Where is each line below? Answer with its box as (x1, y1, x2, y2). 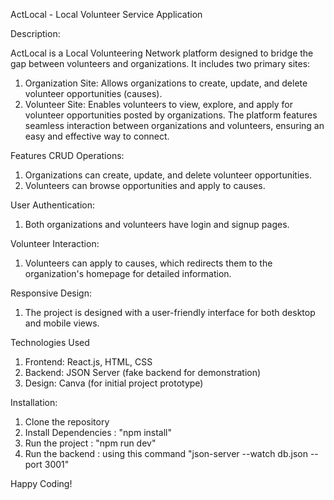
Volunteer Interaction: (10, 238, 100, 249)
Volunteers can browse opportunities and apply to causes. (24, 180, 266, 191)
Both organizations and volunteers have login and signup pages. (24, 219, 290, 230)
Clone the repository (24, 416, 110, 428)
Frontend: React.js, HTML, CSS (24, 356, 153, 368)
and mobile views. (24, 317, 100, 329)
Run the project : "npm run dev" (24, 437, 157, 449)
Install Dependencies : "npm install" (24, 427, 173, 438)
